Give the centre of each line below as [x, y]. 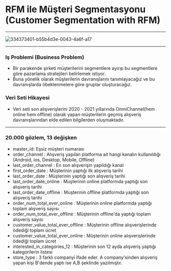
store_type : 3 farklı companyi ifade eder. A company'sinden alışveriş [85, 257]
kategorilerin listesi [32, 252]
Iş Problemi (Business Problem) [45, 57]
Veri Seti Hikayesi [27, 98]
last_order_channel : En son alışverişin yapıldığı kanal [68, 165]
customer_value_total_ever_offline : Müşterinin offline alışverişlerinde [84, 225]
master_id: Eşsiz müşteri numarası [49, 149]
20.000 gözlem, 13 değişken [41, 138]
